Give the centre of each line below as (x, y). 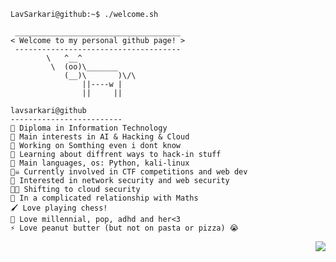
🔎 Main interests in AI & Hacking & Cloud (100, 137)
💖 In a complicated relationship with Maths (104, 198)
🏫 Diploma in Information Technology (89, 128)
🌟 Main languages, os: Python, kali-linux (100, 163)
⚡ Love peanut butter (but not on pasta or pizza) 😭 (124, 228)
